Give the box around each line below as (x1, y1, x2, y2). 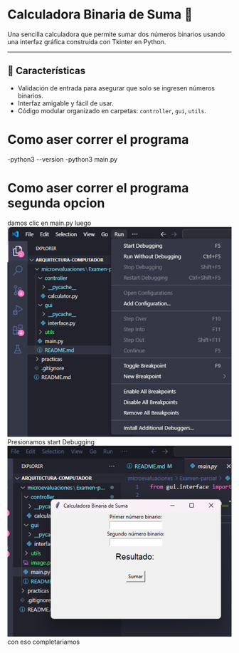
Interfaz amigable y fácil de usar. (17, 99, 114, 108)
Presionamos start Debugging (7, 438, 95, 446)
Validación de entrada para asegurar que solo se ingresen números (17, 83, 216, 92)
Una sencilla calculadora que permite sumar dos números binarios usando (7, 30, 225, 38)
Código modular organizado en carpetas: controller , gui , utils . (17, 106, 206, 115)
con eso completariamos (7, 637, 80, 646)
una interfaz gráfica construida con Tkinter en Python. (7, 37, 166, 46)
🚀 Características (7, 65, 86, 77)
